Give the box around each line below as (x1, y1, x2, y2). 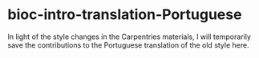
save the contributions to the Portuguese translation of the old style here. (7, 40, 249, 49)
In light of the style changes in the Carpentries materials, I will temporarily (7, 32, 252, 41)
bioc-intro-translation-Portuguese (7, 6, 242, 24)
